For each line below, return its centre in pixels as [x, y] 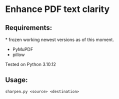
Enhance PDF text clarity [57, 9]
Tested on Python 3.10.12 [31, 64]
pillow [18, 54]
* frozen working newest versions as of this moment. [59, 39]
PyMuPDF [23, 49]
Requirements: [29, 28]
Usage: [17, 80]
